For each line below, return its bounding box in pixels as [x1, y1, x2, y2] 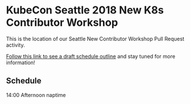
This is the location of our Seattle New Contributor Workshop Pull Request [6, 35, 185, 42]
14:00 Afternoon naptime [6, 91, 66, 98]
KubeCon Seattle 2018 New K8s [6, 4, 164, 17]
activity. [6, 41, 25, 48]
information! [6, 59, 36, 66]
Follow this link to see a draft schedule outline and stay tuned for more [6, 53, 175, 60]
